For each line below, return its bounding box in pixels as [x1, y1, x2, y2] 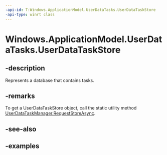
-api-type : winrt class [5, 12, 55, 17]
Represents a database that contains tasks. [5, 77, 94, 83]
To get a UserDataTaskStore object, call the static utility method [5, 105, 137, 111]
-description [5, 64, 45, 72]
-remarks [5, 91, 35, 100]
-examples [5, 142, 40, 150]
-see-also [5, 124, 37, 133]
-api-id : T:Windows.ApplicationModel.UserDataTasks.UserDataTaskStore [5, 7, 156, 12]
